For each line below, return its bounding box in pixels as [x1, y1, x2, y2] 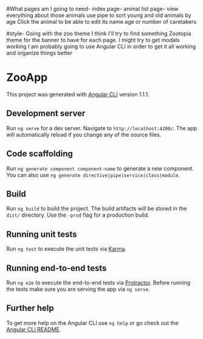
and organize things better [6, 49, 73, 57]
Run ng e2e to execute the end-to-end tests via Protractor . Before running [6, 279, 191, 286]
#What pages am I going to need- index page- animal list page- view [6, 5, 179, 12]
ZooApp [6, 71, 48, 85]
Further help [6, 303, 55, 313]
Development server [6, 108, 86, 119]
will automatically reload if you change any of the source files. [6, 131, 162, 138]
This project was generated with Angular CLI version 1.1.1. [6, 91, 150, 98]
